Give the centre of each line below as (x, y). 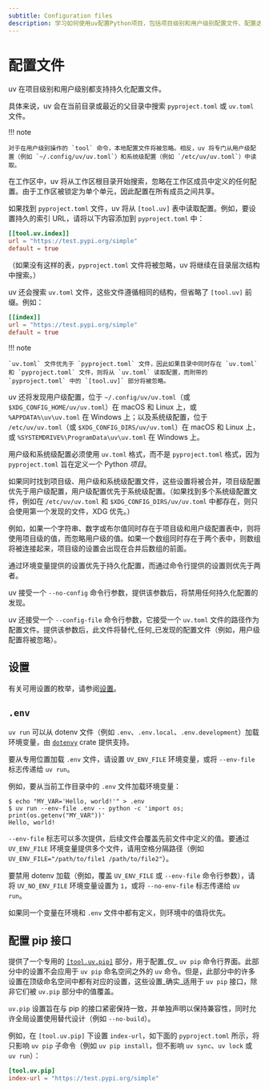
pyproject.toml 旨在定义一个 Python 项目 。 (80, 464)
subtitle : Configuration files (60, 16)
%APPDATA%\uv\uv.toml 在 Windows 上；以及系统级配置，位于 (108, 417)
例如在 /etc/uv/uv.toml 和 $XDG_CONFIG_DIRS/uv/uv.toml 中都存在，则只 (140, 501)
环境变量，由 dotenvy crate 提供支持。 (71, 742)
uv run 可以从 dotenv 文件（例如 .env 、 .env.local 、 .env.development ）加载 (134, 732)
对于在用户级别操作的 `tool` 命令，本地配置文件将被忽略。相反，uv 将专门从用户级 (129, 148)
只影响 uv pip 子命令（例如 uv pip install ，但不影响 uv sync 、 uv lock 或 (130, 1046)
